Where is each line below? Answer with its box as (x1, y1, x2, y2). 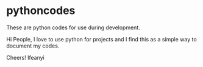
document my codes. (6, 42, 60, 49)
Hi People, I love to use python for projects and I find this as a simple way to (6, 35, 197, 43)
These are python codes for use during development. (6, 24, 140, 31)
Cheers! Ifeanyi (6, 54, 45, 61)
